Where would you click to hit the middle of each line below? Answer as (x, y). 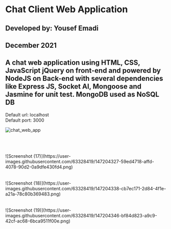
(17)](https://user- (52, 156)
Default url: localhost (27, 114)
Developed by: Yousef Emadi (52, 28)
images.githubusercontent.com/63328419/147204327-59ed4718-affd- (80, 161)
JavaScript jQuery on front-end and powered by (83, 70)
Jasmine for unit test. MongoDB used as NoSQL (82, 94)
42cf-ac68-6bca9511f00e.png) (38, 221)
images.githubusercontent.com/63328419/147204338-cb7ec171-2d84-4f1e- (86, 188)
